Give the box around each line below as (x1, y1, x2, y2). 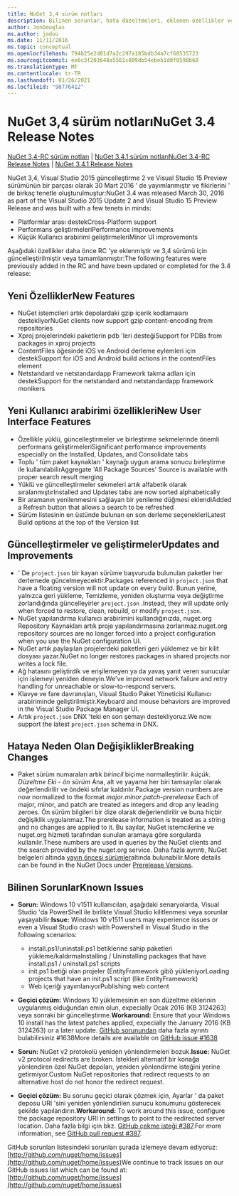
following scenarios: (17, 931, 77, 939)
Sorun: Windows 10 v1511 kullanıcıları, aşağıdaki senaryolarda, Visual (17, 900, 219, 909)
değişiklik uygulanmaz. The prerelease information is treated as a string (17, 816, 225, 824)
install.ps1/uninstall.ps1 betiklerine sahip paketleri (28, 944, 173, 953)
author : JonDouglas (7, 23, 65, 31)
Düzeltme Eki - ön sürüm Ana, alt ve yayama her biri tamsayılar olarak (17, 778, 222, 786)
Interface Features (7, 416, 91, 428)
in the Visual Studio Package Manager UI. (17, 705, 140, 713)
